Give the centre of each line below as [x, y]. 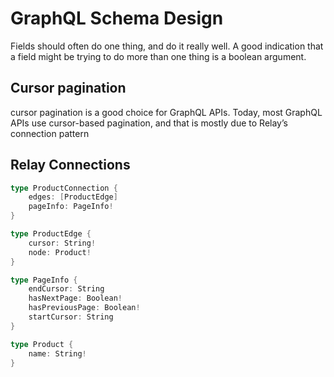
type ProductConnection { [64, 188]
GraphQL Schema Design [117, 18]
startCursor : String [71, 317]
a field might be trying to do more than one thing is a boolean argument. [158, 56]
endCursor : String [66, 289]
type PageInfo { [44, 280]
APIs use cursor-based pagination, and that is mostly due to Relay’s [149, 123]
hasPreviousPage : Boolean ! [84, 308]
